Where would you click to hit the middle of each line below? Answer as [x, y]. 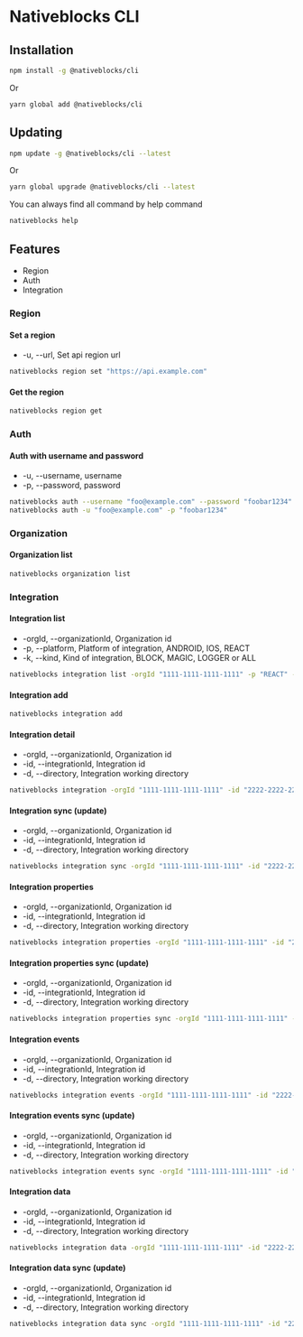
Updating [36, 133]
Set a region [32, 335]
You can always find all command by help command [106, 204]
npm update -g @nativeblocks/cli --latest [90, 153]
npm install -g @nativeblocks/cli [74, 70]
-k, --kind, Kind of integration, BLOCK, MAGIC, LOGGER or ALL [139, 658]
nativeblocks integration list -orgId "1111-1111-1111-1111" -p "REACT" [149, 674]
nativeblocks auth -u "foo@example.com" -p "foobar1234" [119, 511]
